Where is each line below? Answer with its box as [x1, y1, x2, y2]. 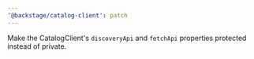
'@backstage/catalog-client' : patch [7, 11, 128, 20]
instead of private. [7, 41, 67, 51]
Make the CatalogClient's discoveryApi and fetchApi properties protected [7, 33, 247, 42]
